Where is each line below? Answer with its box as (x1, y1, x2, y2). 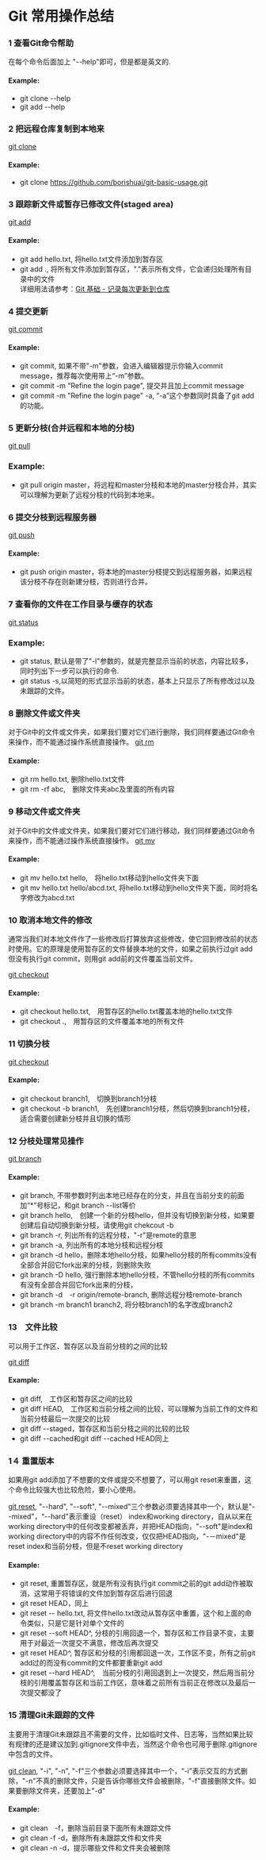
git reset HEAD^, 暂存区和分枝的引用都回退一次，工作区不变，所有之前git (19, 1648, 256, 1658)
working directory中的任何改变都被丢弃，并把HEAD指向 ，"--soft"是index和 (8, 1522, 253, 1531)
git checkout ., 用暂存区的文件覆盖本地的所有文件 (19, 1017, 184, 1026)
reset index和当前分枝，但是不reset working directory (8, 1542, 184, 1551)
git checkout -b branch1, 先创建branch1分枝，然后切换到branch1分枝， (19, 1103, 255, 1113)
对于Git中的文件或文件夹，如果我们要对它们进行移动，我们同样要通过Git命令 (8, 826, 256, 835)
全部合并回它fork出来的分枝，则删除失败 (19, 1260, 152, 1270)
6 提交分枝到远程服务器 (8, 511, 97, 522)
